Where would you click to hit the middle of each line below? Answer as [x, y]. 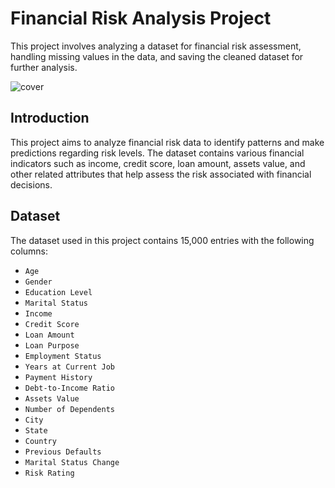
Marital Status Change [72, 462]
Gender [38, 282]
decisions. [31, 184]
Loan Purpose [52, 345]
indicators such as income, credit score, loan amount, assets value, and [158, 163]
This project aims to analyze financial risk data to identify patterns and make [167, 142]
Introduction [50, 118]
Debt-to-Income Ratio [69, 388]
